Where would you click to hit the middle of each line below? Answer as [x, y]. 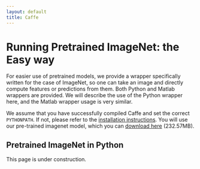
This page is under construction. [46, 159]
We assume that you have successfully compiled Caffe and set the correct [98, 113]
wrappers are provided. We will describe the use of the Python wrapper [94, 95]
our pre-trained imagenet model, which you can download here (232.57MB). [100, 126]
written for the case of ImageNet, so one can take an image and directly [95, 83]
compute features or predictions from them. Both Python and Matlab [91, 89]
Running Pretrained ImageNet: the [93, 47]
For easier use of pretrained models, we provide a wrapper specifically [93, 76]
